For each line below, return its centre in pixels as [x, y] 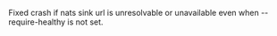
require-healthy [37, 22]
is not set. [85, 22]
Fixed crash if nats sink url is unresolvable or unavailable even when [134, 13]
